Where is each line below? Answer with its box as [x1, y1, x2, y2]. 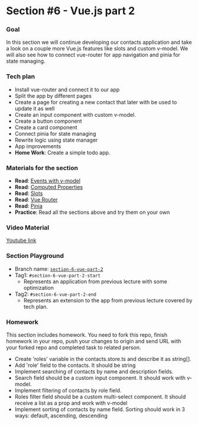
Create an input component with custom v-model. [14, 111, 136, 118]
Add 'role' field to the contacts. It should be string [14, 362, 136, 369]
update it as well [14, 105, 55, 112]
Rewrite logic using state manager [14, 136, 98, 143]
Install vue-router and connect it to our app [14, 86, 120, 93]
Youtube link [6, 237, 37, 244]
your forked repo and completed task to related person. [6, 344, 141, 351]
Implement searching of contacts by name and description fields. [14, 368, 174, 375]
